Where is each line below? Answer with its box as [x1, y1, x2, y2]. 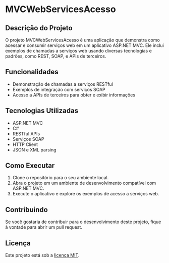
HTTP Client [12, 141, 38, 147]
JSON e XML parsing [12, 146, 57, 152]
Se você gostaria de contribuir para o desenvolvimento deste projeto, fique [5, 219, 161, 225]
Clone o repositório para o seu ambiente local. [12, 175, 109, 181]
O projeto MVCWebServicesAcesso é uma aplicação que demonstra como [5, 37, 160, 43]
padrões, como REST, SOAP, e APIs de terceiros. [5, 53, 106, 59]
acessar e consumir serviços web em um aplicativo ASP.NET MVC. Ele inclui [5, 42, 164, 48]
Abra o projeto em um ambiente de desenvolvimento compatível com [12, 180, 156, 186]
